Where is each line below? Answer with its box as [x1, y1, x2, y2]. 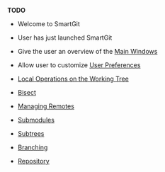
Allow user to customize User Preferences [17, 61, 141, 69]
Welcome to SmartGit [17, 20, 80, 28]
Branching [17, 143, 48, 151]
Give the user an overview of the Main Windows [17, 47, 158, 55]
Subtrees [17, 130, 45, 137]
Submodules [17, 116, 55, 124]
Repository [17, 157, 50, 165]
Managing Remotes [17, 102, 74, 110]
